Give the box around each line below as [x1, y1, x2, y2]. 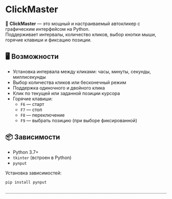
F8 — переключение [20, 112, 65, 118]
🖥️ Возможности [5, 52, 59, 61]
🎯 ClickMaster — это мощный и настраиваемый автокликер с [5, 20, 141, 27]
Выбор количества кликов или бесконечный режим [12, 79, 126, 85]
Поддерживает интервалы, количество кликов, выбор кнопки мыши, [5, 31, 157, 37]
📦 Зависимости [5, 133, 60, 142]
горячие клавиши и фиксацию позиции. [5, 37, 92, 43]
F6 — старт [20, 101, 45, 107]
